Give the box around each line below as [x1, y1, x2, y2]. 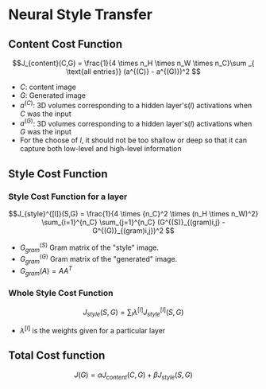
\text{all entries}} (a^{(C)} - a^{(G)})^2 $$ [66, 67, 201, 76]
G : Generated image [19, 91, 86, 100]
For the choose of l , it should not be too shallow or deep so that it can [19, 135, 248, 145]
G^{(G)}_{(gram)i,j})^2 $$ [92, 226, 175, 235]
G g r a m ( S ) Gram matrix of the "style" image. [19, 241, 160, 254]
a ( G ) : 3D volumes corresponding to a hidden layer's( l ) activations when [19, 117, 253, 128]
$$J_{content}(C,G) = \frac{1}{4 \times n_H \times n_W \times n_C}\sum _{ [12, 58, 255, 68]
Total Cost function [8, 348, 106, 363]
